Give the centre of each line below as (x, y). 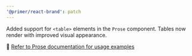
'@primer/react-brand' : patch (44, 12)
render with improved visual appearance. (57, 35)
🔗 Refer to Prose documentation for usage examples (70, 46)
